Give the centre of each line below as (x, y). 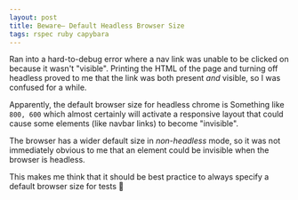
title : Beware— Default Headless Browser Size (97, 26)
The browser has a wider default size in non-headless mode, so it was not (145, 141)
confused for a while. (48, 88)
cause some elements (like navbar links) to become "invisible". (124, 124)
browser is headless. (48, 160)
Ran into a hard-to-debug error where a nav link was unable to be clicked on (149, 60)
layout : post (33, 17)
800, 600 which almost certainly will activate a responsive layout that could (146, 114)
